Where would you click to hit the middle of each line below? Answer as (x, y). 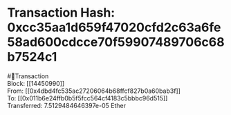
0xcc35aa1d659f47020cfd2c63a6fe (114, 27)
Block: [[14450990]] (36, 83)
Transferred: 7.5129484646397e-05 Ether (67, 105)
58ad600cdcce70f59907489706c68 (116, 42)
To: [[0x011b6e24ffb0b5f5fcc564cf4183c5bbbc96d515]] (87, 98)
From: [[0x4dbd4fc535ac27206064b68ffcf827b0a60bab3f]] (94, 91)
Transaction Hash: (61, 13)
